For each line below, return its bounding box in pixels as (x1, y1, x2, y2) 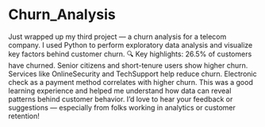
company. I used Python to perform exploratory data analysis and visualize (8, 40, 253, 49)
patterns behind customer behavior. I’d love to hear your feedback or (8, 94, 233, 104)
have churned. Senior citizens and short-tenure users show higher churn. (8, 60, 248, 70)
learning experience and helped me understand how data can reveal (8, 86, 232, 95)
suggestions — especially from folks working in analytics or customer (8, 102, 236, 112)
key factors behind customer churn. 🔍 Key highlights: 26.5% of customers (8, 49, 252, 59)
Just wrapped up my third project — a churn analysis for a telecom (8, 32, 227, 41)
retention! (8, 111, 40, 121)
